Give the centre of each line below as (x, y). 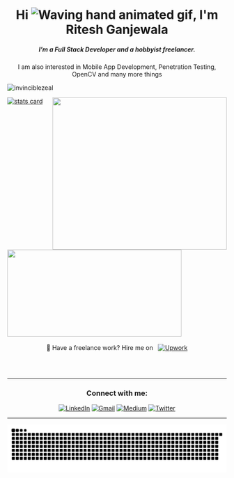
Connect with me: (117, 393)
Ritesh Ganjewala (117, 30)
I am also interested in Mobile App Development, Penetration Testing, (117, 67)
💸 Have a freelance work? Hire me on (100, 348)
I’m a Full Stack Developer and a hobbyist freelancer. (117, 49)
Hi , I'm (117, 15)
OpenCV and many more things (117, 74)
